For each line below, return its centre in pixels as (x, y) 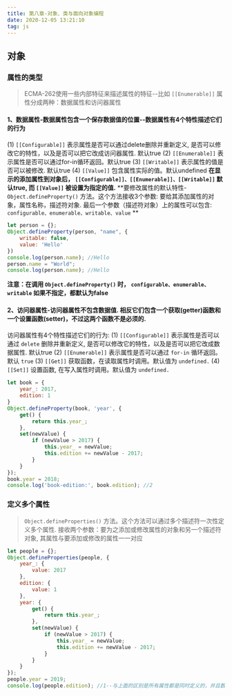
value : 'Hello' (41, 245)
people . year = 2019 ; (37, 679)
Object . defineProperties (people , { (58, 557)
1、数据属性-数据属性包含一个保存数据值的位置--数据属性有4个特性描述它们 (115, 119)
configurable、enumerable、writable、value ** (73, 213)
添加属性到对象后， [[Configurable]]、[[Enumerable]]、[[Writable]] (117, 179)
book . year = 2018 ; (33, 479)
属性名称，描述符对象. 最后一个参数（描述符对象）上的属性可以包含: (116, 205)
